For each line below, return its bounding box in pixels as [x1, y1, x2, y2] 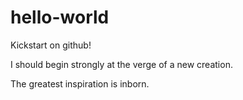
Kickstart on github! [10, 39, 92, 51]
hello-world [10, 6, 110, 29]
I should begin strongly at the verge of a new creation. [10, 58, 233, 70]
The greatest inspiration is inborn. [10, 77, 150, 90]
